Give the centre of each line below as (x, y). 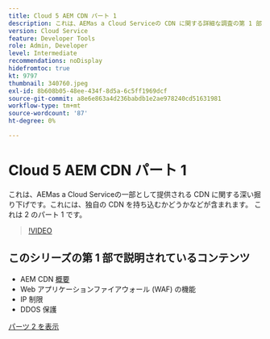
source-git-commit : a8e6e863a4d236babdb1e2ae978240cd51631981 (115, 98)
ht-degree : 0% (32, 121)
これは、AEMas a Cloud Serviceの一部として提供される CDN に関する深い (131, 194)
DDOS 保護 (38, 309)
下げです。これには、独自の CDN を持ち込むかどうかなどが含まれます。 (133, 204)
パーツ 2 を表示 (34, 326)
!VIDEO (40, 230)
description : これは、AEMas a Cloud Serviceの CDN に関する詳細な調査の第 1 (130, 23)
